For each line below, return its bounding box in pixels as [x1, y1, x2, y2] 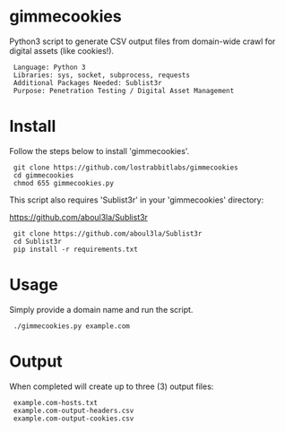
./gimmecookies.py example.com [13, 321, 130, 331]
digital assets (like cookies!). [9, 45, 115, 56]
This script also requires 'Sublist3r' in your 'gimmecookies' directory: [9, 194, 264, 205]
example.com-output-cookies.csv [13, 414, 134, 423]
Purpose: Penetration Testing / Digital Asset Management [13, 86, 235, 95]
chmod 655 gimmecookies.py [13, 178, 115, 187]
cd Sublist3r [13, 237, 63, 246]
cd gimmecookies [13, 170, 74, 180]
